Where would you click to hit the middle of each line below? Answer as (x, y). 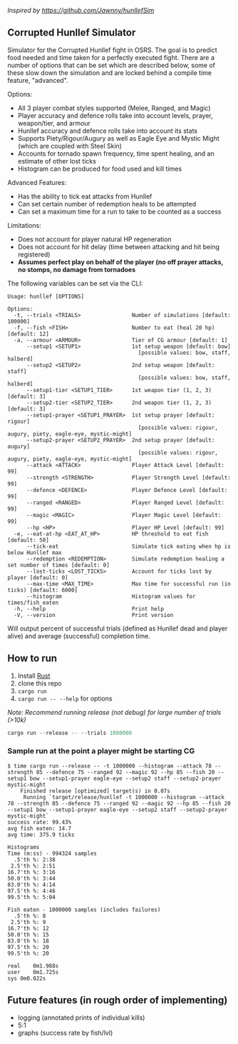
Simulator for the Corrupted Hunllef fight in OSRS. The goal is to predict (112, 50)
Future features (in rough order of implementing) (118, 1000)
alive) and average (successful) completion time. (79, 636)
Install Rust (34, 676)
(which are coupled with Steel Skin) (70, 146)
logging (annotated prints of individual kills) (81, 1018)
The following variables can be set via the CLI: (75, 283)
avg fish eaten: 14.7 (40, 828)
